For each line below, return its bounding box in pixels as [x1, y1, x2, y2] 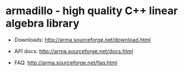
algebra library [5, 17, 80, 30]
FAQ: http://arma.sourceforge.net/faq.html [14, 59, 118, 66]
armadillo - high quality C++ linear [5, 4, 178, 18]
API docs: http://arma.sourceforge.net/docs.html [14, 47, 134, 54]
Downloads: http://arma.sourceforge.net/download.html [14, 36, 151, 43]
